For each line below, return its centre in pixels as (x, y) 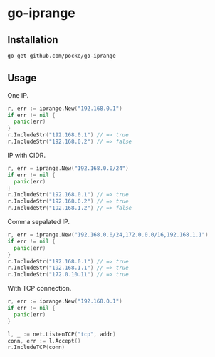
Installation (33, 40)
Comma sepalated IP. (38, 222)
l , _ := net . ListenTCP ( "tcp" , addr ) (62, 334)
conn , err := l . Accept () (44, 341)
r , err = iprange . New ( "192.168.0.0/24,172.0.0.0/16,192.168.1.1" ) (108, 235)
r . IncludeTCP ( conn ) (36, 348)
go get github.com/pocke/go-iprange (62, 56)
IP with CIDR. (27, 155)
